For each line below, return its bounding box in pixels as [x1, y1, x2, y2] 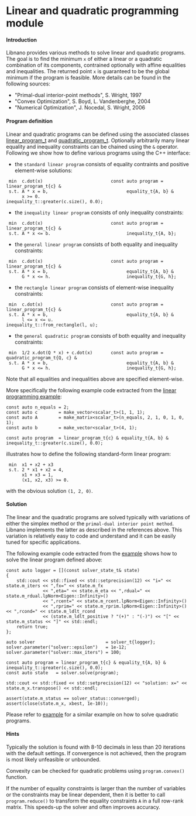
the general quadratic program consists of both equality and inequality [14, 332, 186, 339]
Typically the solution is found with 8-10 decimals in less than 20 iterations [6, 743, 186, 750]
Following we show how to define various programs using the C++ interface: [6, 149, 191, 156]
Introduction [6, 36, 37, 43]
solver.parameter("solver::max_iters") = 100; [6, 649, 122, 655]
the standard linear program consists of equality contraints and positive [14, 160, 189, 167]
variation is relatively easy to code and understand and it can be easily [6, 532, 176, 539]
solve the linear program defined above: [6, 556, 102, 563]
